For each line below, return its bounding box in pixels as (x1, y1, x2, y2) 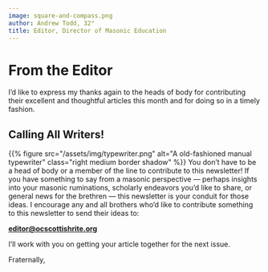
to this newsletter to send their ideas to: (8, 209, 140, 218)
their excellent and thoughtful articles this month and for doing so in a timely (8, 96, 261, 106)
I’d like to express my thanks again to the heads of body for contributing (8, 87, 246, 97)
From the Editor (8, 61, 113, 79)
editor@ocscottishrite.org (8, 224, 98, 234)
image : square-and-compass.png (8, 11, 113, 20)
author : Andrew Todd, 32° (8, 19, 95, 27)
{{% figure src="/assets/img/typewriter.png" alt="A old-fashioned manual (8, 149, 253, 158)
